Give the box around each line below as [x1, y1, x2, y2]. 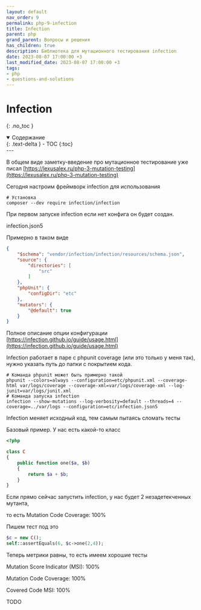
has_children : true [6, 43, 56, 49]
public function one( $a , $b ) [17, 460, 91, 466]
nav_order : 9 [6, 14, 39, 21]
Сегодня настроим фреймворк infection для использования [6, 183, 161, 190]
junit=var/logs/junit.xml [6, 388, 71, 394]
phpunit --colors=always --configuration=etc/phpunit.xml [6, 377, 155, 384]
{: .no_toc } [6, 122, 34, 130]
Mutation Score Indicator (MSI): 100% [6, 563, 100, 571]
